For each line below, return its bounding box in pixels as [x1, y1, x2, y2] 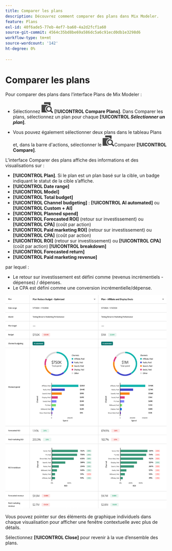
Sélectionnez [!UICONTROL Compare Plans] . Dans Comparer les [12, 108, 163, 114]
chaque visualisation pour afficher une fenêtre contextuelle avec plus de [5, 519, 158, 525]
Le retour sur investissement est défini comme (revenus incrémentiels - [12, 274, 164, 280]
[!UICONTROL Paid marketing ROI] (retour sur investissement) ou [12, 227, 152, 233]
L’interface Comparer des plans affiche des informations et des [5, 157, 139, 163]
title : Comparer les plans [5, 8, 63, 13]
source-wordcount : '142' [5, 41, 58, 46]
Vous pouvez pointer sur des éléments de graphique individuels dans [5, 514, 152, 520]
